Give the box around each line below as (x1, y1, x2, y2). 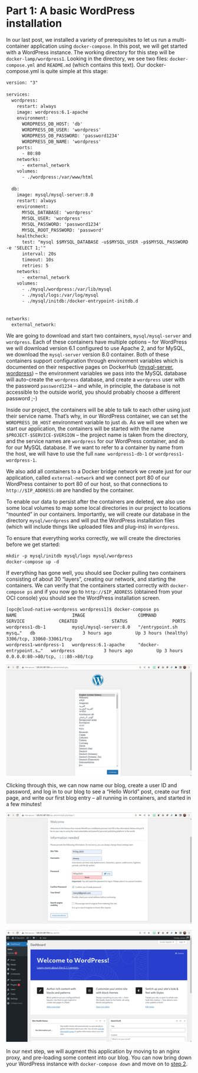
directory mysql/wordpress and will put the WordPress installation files (6, 516, 175, 524)
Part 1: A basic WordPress (6, 4, 136, 18)
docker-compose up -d (6, 559, 60, 565)
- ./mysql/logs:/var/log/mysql (21, 292, 99, 298)
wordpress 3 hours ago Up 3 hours (51, 647, 183, 653)
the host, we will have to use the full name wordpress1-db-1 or (6, 450, 154, 457)
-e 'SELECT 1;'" (6, 245, 46, 251)
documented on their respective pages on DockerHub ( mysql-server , (6, 363, 174, 370)
